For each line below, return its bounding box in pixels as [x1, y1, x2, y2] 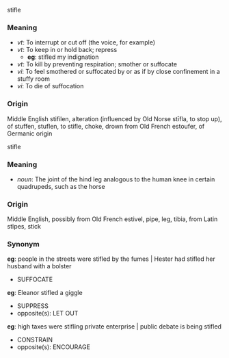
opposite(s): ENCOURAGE [16, 343, 91, 351]
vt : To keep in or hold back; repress [16, 46, 118, 54]
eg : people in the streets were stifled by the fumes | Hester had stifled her [7, 255, 215, 263]
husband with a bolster [7, 262, 72, 270]
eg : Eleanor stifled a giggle [7, 289, 83, 297]
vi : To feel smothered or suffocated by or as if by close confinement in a [16, 68, 220, 76]
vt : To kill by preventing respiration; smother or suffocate [16, 60, 178, 68]
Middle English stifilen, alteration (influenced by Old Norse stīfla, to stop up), [7, 114, 222, 123]
